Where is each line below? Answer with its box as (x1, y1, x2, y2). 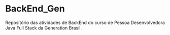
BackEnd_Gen (5, 3, 65, 14)
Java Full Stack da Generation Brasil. (5, 24, 82, 30)
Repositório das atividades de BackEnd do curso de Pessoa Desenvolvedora (5, 19, 165, 25)
